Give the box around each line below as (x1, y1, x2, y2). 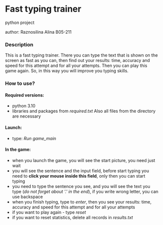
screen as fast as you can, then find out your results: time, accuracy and (5, 58, 150, 63)
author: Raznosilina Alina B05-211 (5, 29, 72, 35)
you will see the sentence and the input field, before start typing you (12, 167, 149, 174)
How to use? (5, 80, 35, 87)
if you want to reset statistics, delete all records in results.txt (12, 214, 133, 220)
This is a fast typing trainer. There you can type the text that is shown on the (5, 52, 158, 58)
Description (5, 41, 34, 48)
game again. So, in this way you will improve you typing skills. (5, 68, 129, 74)
